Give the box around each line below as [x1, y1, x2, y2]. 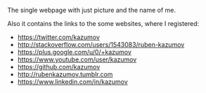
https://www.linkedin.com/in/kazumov [17, 78, 128, 86]
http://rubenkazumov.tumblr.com [17, 70, 113, 78]
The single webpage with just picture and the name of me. [7, 6, 176, 14]
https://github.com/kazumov [17, 63, 101, 71]
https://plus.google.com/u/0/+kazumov [17, 48, 132, 56]
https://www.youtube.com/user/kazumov [17, 55, 137, 64]
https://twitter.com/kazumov [17, 33, 101, 41]
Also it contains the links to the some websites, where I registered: [7, 20, 200, 27]
